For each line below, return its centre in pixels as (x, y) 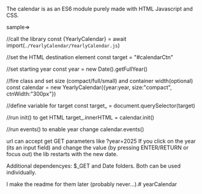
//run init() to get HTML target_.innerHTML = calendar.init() (80, 117)
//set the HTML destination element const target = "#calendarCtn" (90, 57)
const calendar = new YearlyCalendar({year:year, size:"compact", (89, 87)
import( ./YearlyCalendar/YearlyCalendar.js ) (63, 45)
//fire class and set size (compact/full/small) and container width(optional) (100, 81)
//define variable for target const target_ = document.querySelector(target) (101, 106)
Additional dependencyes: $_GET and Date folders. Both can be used (93, 166)
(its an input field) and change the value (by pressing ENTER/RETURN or (97, 148)
